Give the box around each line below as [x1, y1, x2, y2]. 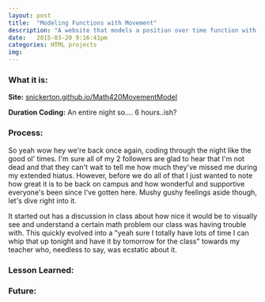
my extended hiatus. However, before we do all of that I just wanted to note [8, 171, 253, 180]
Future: [8, 285, 37, 296]
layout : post [8, 11, 51, 20]
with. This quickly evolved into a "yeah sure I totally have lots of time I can [8, 228, 249, 237]
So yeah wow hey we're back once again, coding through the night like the [8, 145, 252, 155]
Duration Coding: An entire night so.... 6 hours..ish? [8, 108, 177, 117]
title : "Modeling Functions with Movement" [8, 19, 157, 27]
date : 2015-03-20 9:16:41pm [8, 33, 108, 42]
